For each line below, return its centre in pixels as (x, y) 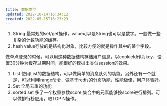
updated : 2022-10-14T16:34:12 (37, 14)
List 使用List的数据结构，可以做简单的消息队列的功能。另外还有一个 (82, 74)
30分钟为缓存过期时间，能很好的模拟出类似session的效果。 (70, 63)
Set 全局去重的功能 (32, 86)
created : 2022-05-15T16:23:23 (37, 19)
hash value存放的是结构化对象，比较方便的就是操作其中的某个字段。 (83, 46)
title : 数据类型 (21, 10)
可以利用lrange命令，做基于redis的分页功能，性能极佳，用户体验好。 (92, 80)
